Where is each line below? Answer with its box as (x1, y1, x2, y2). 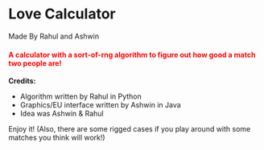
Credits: (8, 76, 36, 86)
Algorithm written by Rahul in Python (19, 91, 142, 101)
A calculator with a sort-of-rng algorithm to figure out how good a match (8, 50, 256, 59)
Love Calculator (8, 5, 116, 23)
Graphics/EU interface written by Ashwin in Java (19, 100, 181, 110)
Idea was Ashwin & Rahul (19, 109, 104, 119)
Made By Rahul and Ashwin (8, 31, 99, 41)
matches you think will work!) (8, 133, 106, 143)
